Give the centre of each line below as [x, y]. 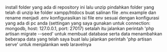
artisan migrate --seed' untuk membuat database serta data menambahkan [84, 34]
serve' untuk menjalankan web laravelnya [48, 44]
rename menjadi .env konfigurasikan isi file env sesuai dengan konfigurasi [82, 18]
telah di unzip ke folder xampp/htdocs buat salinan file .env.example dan [81, 12]
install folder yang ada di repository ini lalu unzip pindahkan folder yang [80, 7]
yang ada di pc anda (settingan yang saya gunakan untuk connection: [78, 23]
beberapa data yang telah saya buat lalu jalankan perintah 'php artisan [78, 39]
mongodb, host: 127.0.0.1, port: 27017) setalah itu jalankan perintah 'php [80, 28]
